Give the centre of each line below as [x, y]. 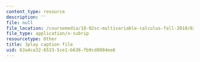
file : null [20, 22]
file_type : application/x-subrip [48, 34]
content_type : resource [36, 12]
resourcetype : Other [32, 39]
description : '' [26, 17]
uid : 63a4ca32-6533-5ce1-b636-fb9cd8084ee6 [61, 50]
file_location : [25, 28]
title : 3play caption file [40, 45]
